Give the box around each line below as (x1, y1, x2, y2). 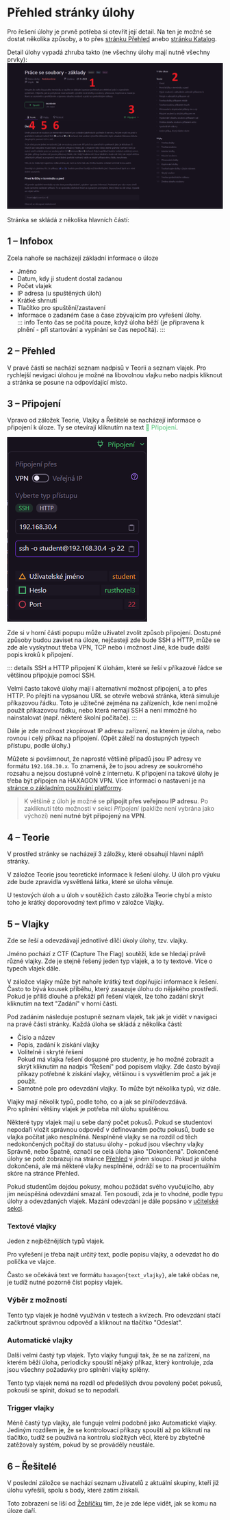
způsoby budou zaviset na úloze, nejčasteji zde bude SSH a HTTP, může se (7, 636, 220, 644)
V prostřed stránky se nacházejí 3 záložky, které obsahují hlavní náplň (7, 850, 204, 858)
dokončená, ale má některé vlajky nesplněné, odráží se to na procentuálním (7, 1162, 220, 1170)
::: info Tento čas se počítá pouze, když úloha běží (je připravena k (16, 318, 205, 326)
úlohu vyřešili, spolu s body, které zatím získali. (7, 1486, 140, 1495)
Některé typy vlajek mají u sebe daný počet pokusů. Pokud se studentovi (7, 1118, 213, 1126)
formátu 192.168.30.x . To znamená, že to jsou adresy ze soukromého (7, 762, 203, 770)
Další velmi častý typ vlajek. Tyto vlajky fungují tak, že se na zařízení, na (7, 1351, 211, 1359)
